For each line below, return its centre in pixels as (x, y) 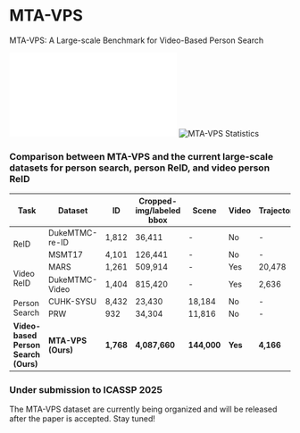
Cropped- (158, 201)
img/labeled (158, 210)
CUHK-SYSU (72, 301)
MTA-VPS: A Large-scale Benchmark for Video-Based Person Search (137, 40)
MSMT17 (66, 254)
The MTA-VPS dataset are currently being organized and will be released (143, 409)
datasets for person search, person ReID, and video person (140, 168)
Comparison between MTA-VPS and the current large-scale (142, 156)
